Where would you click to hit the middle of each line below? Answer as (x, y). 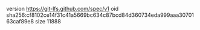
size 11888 (48, 21)
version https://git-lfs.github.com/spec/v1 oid (63, 9)
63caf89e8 (20, 21)
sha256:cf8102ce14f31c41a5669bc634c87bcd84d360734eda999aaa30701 (100, 15)
